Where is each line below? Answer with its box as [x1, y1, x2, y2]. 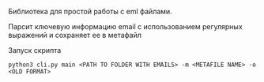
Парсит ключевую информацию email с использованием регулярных [8, 22, 243, 31]
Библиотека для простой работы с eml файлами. [8, 7, 172, 16]
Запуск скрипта [8, 46, 62, 54]
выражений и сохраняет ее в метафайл [8, 31, 142, 39]
